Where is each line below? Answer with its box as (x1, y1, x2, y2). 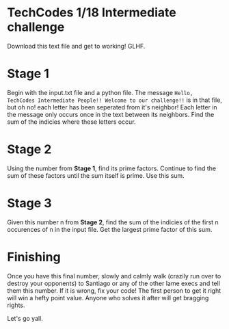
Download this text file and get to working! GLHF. (7, 42, 146, 50)
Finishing (7, 249, 61, 265)
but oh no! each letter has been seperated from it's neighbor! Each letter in (7, 103, 217, 111)
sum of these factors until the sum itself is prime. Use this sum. (7, 171, 185, 179)
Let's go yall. (7, 314, 43, 322)
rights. (7, 301, 25, 309)
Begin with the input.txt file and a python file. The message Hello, (7, 88, 193, 96)
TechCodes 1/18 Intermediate (7, 5, 176, 21)
